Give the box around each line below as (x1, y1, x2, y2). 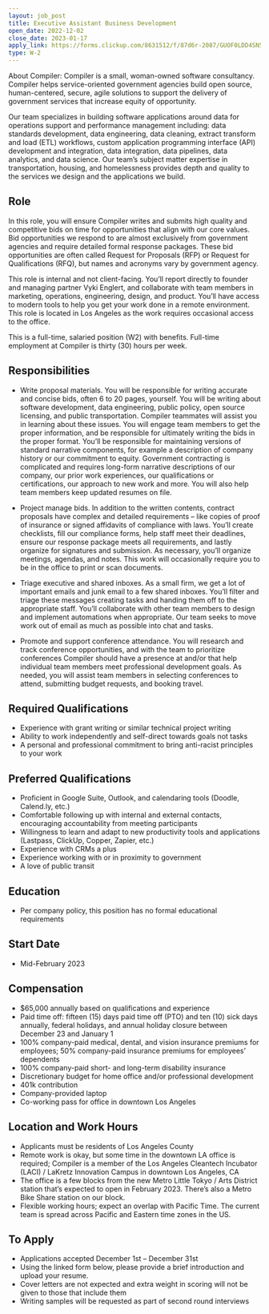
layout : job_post (8, 11, 66, 20)
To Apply (8, 1232, 54, 1246)
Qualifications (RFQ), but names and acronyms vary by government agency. (8, 258, 259, 268)
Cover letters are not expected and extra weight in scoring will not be (19, 1280, 248, 1289)
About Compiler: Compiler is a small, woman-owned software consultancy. (8, 71, 255, 80)
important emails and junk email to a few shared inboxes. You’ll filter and (19, 586, 259, 596)
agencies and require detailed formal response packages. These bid (8, 241, 234, 251)
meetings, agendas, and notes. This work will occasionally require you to (19, 554, 260, 563)
